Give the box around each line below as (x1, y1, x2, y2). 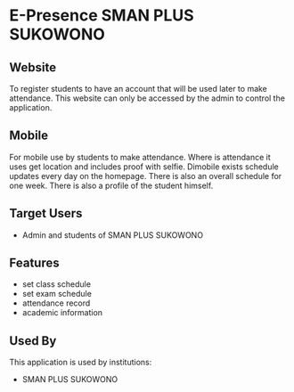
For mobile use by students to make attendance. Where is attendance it (9, 151, 272, 162)
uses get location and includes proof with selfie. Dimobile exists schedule (9, 161, 279, 172)
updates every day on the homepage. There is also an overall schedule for (9, 170, 282, 181)
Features (9, 256, 60, 271)
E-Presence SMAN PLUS (9, 5, 194, 26)
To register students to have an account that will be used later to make (9, 84, 267, 94)
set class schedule (21, 279, 92, 290)
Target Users (9, 206, 83, 221)
